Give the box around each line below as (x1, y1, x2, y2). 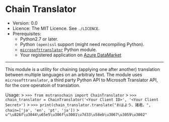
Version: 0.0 (12, 20, 38, 26)
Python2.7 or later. (20, 36, 59, 42)
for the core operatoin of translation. (5, 82, 80, 88)
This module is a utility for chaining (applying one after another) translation (5, 66, 160, 72)
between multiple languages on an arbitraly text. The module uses (5, 71, 142, 77)
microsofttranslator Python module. (20, 46, 97, 52)
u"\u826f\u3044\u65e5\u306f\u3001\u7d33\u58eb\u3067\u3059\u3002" (5, 112, 147, 117)
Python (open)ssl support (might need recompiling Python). (20, 41, 144, 47)
